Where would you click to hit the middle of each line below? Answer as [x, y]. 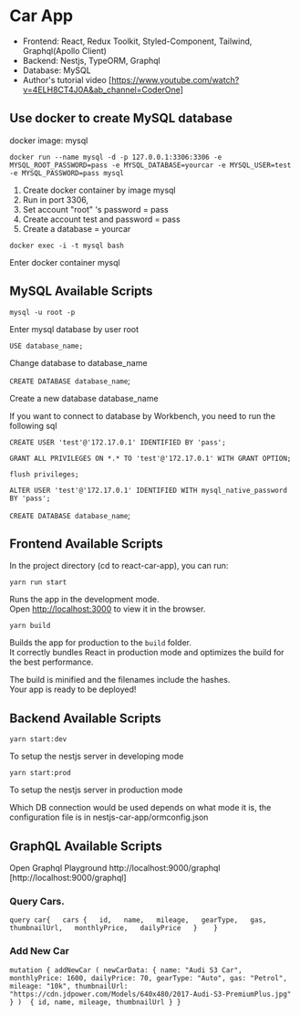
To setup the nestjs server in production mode [96, 790]
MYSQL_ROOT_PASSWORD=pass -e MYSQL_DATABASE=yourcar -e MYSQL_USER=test [150, 165]
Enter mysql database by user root [74, 329]
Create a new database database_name [84, 398]
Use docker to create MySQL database [121, 118]
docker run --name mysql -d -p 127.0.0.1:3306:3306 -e [116, 157]
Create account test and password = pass [101, 219]
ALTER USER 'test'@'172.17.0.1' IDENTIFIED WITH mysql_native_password [148, 490]
